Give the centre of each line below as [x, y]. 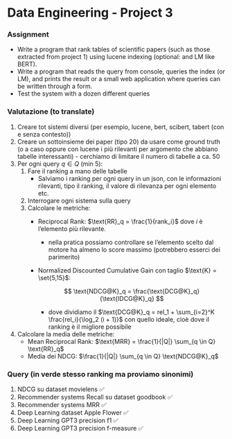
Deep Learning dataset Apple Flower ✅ [73, 413]
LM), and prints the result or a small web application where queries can [118, 79]
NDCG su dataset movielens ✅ [61, 389]
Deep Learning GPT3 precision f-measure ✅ [80, 429]
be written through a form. [55, 86]
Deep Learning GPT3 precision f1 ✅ [68, 420]
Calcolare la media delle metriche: [66, 334]
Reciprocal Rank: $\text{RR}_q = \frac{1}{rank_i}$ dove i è [120, 221]
